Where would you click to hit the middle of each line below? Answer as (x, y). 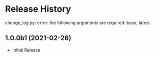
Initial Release (26, 50)
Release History (38, 9)
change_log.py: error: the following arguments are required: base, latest (77, 23)
